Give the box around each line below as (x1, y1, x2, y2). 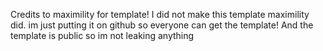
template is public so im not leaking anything (10, 30, 195, 41)
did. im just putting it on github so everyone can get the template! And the (10, 19, 314, 31)
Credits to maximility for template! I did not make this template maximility (10, 9, 310, 20)
